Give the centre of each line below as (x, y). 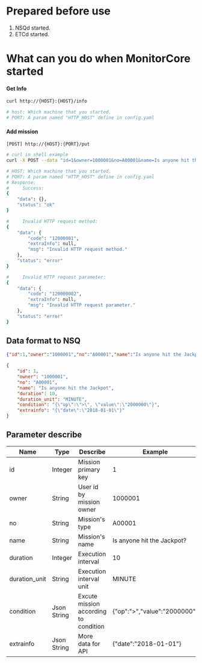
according (92, 611)
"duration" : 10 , (38, 393)
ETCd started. (32, 34)
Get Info (17, 88)
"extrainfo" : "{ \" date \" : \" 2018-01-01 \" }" (71, 411)
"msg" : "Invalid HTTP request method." (78, 249)
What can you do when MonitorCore (98, 59)
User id (88, 487)
